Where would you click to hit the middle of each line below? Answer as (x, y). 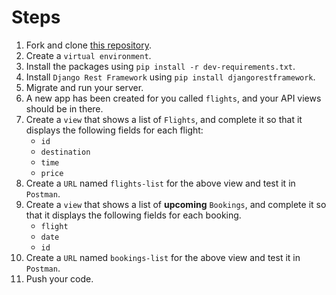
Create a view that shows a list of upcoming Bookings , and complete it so (176, 204)
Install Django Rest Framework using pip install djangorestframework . (170, 77)
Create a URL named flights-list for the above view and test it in (160, 183)
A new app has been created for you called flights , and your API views (173, 98)
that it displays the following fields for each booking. (133, 215)
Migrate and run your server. (84, 87)
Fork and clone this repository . (88, 45)
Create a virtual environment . (88, 55)
